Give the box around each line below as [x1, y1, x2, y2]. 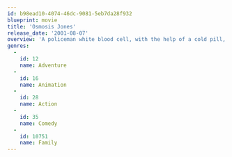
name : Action [20, 101, 58, 108]
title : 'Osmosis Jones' [7, 23, 77, 30]
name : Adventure [20, 62, 68, 69]
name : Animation [20, 81, 68, 88]
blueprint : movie [7, 17, 58, 24]
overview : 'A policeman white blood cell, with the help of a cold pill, [7, 36, 226, 43]
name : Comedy [20, 119, 58, 127]
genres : [7, 42, 30, 49]
